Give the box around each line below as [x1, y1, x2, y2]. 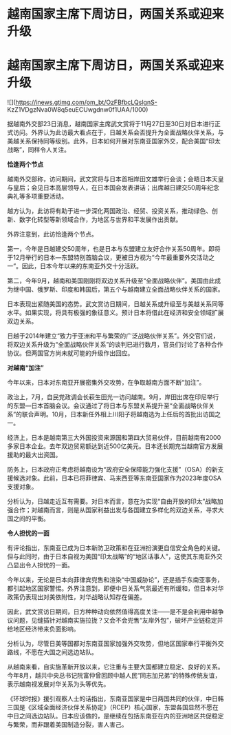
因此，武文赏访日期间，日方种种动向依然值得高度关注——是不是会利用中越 [7, 607, 218, 616]
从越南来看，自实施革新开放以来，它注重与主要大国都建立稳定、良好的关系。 [7, 663, 224, 671]
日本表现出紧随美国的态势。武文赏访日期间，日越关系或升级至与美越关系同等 [7, 300, 224, 308]
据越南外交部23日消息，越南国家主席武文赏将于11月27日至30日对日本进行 [7, 120, 215, 128]
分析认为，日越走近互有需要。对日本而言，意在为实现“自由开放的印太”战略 [7, 497, 218, 505]
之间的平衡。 [12, 514, 49, 523]
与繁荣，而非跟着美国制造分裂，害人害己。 [7, 721, 128, 729]
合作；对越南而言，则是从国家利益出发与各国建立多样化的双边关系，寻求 [12, 506, 218, 514]
